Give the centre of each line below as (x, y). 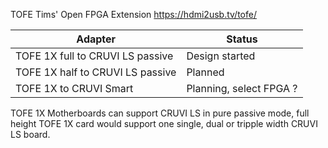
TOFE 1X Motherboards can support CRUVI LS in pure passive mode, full (160, 113)
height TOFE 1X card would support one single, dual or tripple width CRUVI (164, 123)
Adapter (96, 39)
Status (242, 39)
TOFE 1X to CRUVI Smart (74, 88)
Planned (205, 72)
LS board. (30, 134)
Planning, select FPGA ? (242, 88)
